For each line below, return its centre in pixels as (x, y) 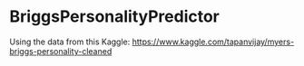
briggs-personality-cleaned (61, 51)
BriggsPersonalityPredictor (115, 17)
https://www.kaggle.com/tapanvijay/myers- (213, 42)
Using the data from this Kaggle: (70, 42)
